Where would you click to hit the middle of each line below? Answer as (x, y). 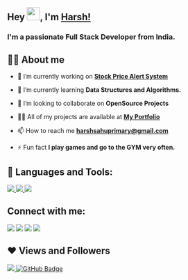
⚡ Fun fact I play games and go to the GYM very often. (96, 148)
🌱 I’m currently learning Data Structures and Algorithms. (99, 90)
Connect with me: (46, 211)
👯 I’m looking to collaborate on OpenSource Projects (93, 103)
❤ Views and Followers (59, 251)
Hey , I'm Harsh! (49, 17)
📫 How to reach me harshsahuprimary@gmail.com (93, 131)
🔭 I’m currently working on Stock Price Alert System (93, 77)
